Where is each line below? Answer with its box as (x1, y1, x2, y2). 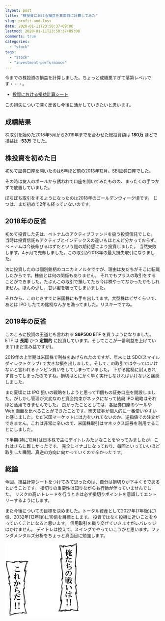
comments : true (5, 34, 36, 39)
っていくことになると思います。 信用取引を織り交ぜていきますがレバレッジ (5, 520, 157, 526)
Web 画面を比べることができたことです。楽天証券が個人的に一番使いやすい (5, 408, 157, 414)
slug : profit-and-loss (5, 18, 52, 23)
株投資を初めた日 (5, 154, 57, 162)
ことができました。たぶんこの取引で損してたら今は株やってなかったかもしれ (5, 278, 160, 284)
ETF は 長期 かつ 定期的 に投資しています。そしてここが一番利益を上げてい (5, 337, 156, 343)
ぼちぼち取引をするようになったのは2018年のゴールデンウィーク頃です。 (5, 195, 152, 201)
